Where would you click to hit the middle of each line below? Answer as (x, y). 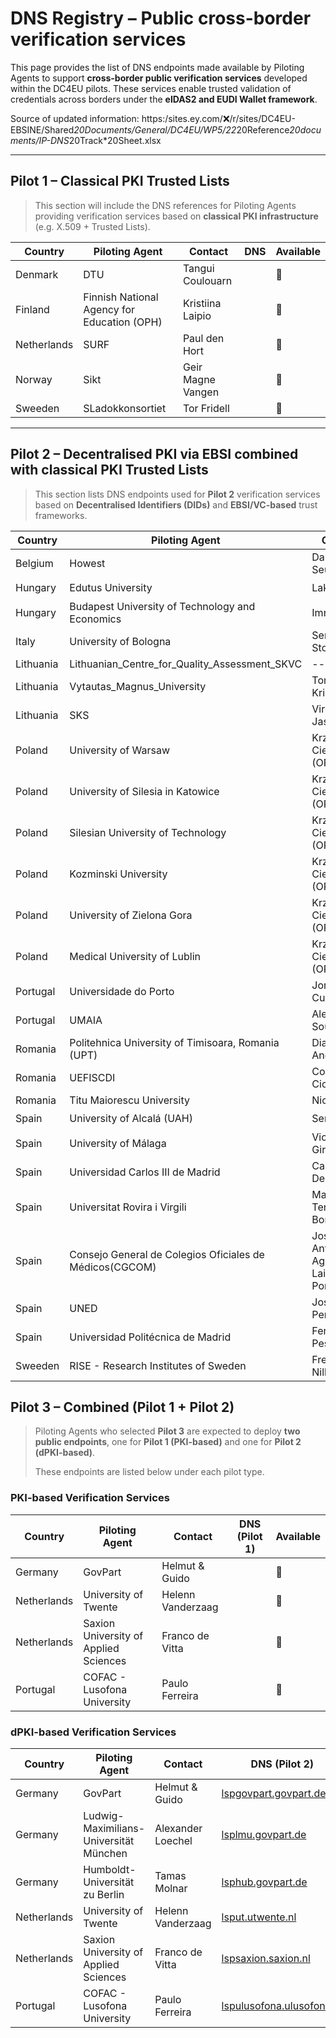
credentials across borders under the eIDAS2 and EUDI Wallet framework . (164, 99)
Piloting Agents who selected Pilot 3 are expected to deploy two (167, 1431)
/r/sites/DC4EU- (262, 118)
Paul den (203, 338)
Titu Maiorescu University (129, 1100)
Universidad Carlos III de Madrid (145, 1172)
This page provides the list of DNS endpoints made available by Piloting (157, 67)
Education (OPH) (123, 322)
